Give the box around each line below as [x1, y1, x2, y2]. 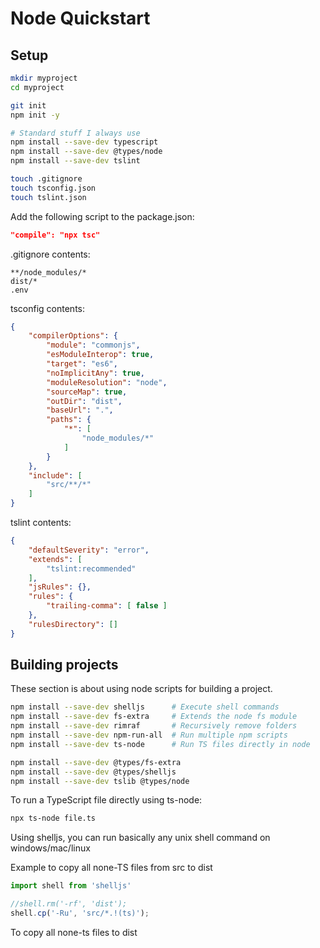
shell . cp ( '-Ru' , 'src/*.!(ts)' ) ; [10, 908, 150, 919]
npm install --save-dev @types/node [10, 147, 163, 157]
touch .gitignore [10, 174, 83, 184]
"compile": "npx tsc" [10, 230, 101, 240]
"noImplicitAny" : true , [46, 368, 145, 378]
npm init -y [10, 110, 60, 120]
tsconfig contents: [10, 302, 85, 314]
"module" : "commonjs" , [46, 340, 141, 351]
